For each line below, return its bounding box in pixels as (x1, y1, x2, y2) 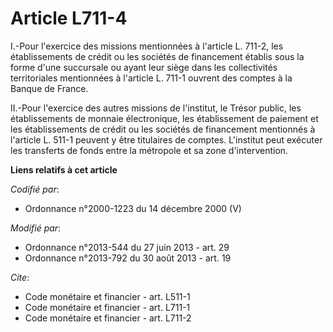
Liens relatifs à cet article (10, 163, 118, 176)
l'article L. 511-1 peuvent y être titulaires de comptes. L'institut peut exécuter (10, 133, 323, 146)
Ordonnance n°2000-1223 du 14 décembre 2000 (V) (24, 202, 242, 214)
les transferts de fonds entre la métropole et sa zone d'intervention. (10, 144, 289, 156)
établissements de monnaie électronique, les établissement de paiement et (10, 112, 319, 124)
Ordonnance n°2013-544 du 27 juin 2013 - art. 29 (24, 241, 230, 253)
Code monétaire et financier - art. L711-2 (24, 312, 192, 324)
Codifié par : (10, 183, 60, 195)
